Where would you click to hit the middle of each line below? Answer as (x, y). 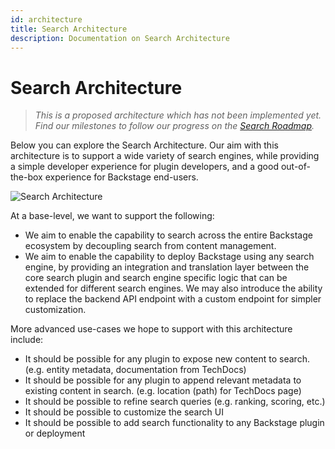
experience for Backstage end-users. (121, 177)
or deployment (55, 433)
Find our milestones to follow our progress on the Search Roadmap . (174, 126)
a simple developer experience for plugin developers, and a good (144, 167)
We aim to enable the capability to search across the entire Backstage (168, 235)
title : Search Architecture (69, 29)
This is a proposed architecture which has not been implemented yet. (178, 115)
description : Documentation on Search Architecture (120, 38)
